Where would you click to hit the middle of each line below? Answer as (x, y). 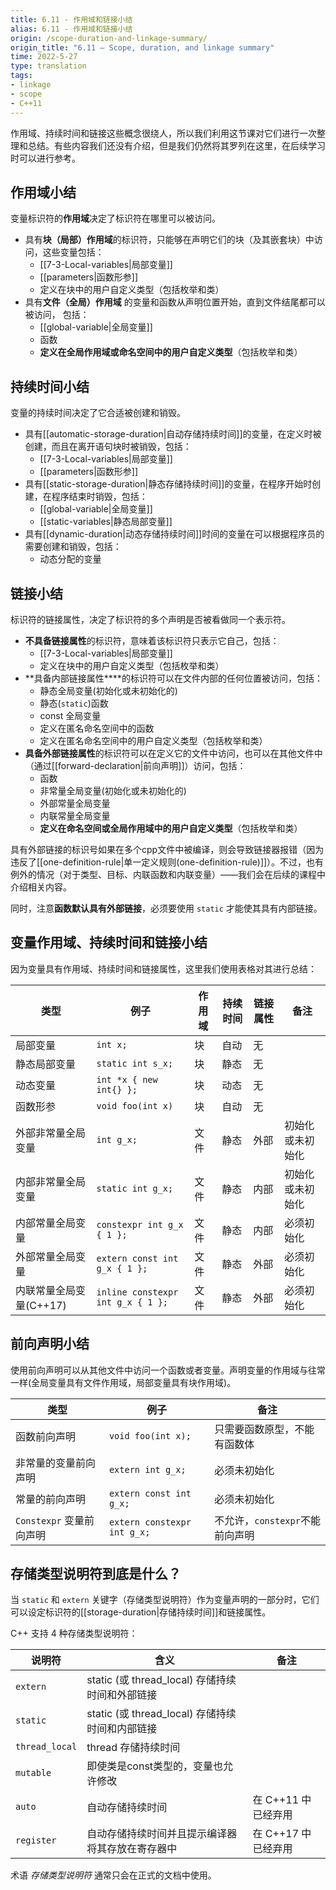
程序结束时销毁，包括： (99, 497)
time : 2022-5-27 (44, 57)
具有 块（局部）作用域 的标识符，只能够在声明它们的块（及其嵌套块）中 (169, 240)
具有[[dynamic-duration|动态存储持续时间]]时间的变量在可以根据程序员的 (174, 534)
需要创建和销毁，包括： (73, 547)
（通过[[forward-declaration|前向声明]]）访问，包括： (135, 765)
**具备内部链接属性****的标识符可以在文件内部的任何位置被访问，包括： (173, 678)
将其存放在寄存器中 (132, 1849)
